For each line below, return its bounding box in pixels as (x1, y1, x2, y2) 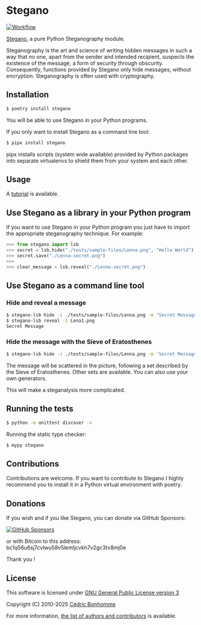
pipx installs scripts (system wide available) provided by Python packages (6, 151, 188, 158)
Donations (6, 498, 46, 509)
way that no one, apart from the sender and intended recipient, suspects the (6, 53, 194, 60)
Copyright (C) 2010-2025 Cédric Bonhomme (6, 600, 116, 608)
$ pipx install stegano (6, 139, 66, 146)
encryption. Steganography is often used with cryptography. (6, 72, 155, 79)
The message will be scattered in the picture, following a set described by (6, 361, 188, 369)
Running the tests (6, 403, 74, 414)
